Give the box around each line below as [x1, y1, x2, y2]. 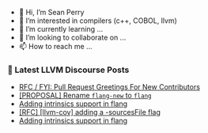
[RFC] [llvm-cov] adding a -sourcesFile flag [18, 108, 161, 117]
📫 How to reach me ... [18, 42, 93, 51]
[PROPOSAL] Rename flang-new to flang [18, 91, 152, 101]
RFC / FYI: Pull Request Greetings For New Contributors [18, 82, 201, 92]
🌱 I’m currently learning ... [18, 25, 104, 33]
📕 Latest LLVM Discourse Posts [7, 64, 130, 75]
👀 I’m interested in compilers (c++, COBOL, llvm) [18, 16, 177, 25]
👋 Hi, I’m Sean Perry [18, 8, 85, 17]
